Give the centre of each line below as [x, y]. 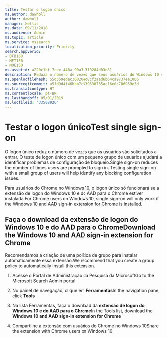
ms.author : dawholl [25, 14]
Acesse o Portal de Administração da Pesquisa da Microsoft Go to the [83, 275]
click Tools [24, 296]
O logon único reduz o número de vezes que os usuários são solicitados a [81, 152]
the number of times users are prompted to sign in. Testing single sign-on [81, 168]
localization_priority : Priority [40, 47]
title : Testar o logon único [35, 10]
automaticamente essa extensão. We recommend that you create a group [80, 260]
